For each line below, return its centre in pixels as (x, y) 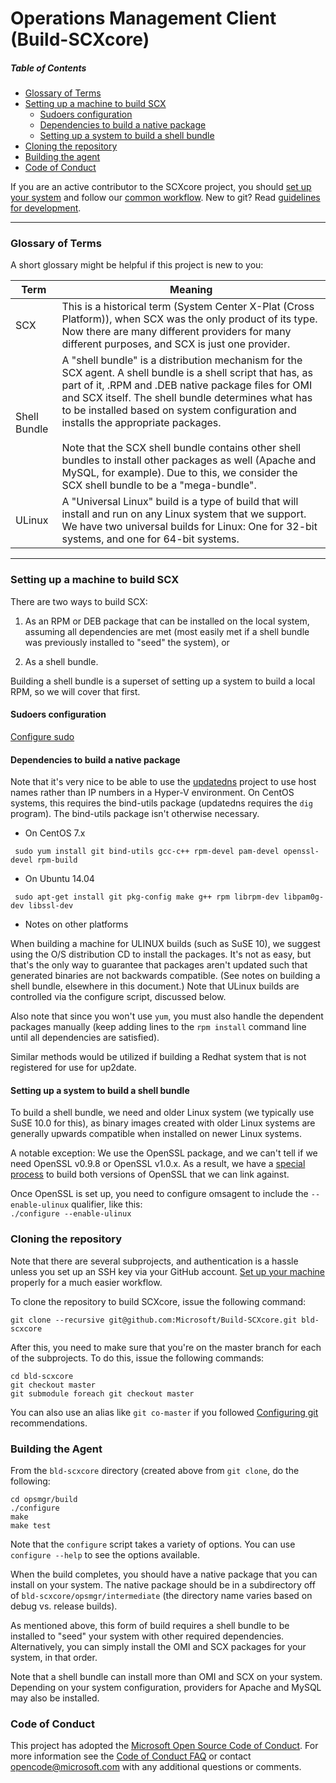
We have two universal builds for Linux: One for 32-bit (189, 527)
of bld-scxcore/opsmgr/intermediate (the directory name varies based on (161, 1595)
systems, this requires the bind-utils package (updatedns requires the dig (161, 803)
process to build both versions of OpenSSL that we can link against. (150, 1174)
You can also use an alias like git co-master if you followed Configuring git (164, 1412)
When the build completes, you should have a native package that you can (164, 1574)
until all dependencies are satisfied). (85, 1038)
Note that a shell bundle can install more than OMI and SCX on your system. (166, 1676)
